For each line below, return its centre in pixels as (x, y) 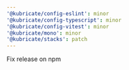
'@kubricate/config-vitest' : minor (58, 26)
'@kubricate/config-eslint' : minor (58, 14)
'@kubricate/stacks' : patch (47, 40)
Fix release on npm (34, 59)
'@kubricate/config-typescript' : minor (64, 20)
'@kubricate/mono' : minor (44, 33)
